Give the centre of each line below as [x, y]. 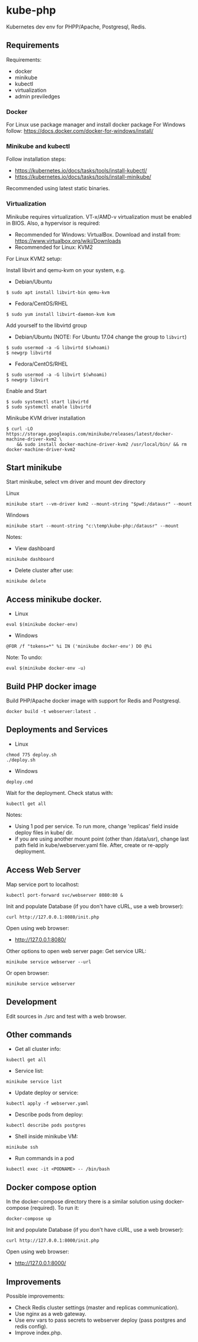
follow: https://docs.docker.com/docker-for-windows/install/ [80, 131]
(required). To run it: [55, 1208]
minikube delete [26, 581]
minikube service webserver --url [49, 962]
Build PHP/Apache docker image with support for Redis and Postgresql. [93, 701]
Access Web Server [44, 870]
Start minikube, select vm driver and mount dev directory [76, 482]
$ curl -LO [20, 429]
